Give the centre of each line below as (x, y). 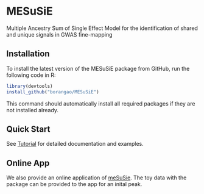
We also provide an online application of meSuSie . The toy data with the (97, 178)
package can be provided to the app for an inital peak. (74, 184)
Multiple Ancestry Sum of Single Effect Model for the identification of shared (102, 28)
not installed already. (33, 110)
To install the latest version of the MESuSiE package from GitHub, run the (98, 68)
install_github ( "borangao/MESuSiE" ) (53, 92)
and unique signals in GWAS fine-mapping (59, 34)
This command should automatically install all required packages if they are (101, 103)
